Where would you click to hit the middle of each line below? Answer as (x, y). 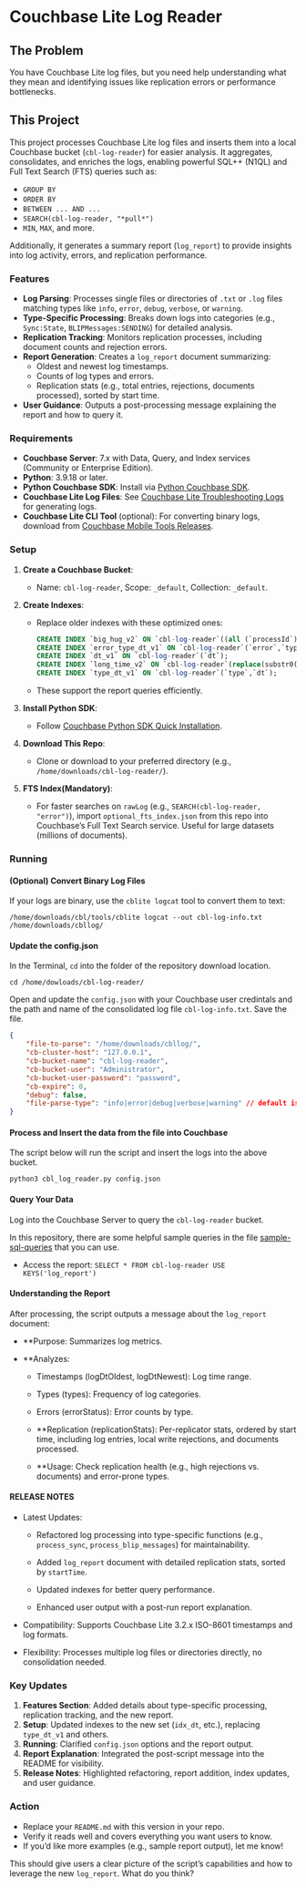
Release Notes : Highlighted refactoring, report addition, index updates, (156, 1773)
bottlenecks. (33, 92)
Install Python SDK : (60, 708)
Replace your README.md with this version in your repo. (123, 1826)
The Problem (46, 51)
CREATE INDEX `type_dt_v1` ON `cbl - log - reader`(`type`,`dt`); (157, 673)
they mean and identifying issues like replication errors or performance (143, 82)
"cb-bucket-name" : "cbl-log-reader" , (97, 1061)
